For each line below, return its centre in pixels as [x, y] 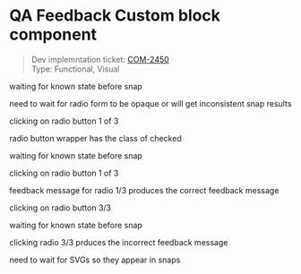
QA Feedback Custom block [115, 16]
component [53, 34]
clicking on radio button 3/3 [60, 208]
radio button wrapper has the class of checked [95, 138]
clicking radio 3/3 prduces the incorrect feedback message [119, 242]
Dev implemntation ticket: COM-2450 [100, 59]
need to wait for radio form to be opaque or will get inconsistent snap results [150, 103]
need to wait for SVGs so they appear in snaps [95, 260]
